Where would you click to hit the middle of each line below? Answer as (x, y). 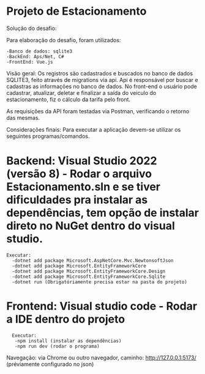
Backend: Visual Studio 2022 (82, 161)
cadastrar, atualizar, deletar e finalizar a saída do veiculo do (81, 92)
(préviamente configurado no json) (50, 364)
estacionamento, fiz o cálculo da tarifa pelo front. (68, 99)
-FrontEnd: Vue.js (30, 62)
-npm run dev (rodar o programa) (57, 346)
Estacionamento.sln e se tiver (84, 187)
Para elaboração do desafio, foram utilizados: (64, 40)
